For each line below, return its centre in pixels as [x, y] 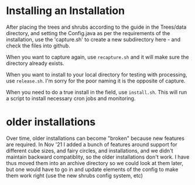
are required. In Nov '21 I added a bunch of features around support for [92, 144]
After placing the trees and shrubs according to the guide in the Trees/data [96, 27]
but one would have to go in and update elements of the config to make [92, 169]
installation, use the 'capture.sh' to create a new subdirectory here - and [93, 39]
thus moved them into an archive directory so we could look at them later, [95, 163]
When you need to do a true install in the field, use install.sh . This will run [97, 92]
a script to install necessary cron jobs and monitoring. [71, 98]
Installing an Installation [65, 11]
